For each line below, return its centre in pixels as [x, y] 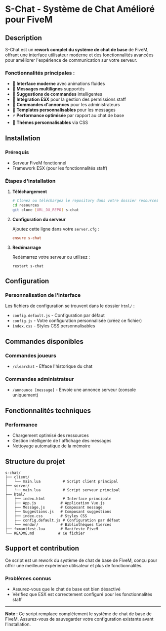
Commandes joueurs [31, 355]
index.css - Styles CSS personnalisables [54, 326]
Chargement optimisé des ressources [50, 435]
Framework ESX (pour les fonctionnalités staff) [60, 168]
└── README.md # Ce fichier [45, 533]
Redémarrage [26, 247]
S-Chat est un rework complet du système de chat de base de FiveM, [77, 50]
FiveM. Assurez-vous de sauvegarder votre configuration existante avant [80, 619]
